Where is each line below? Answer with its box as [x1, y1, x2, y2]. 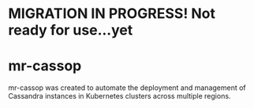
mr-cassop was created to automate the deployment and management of [8, 83, 246, 92]
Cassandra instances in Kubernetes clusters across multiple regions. [8, 92, 231, 101]
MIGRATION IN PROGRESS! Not [8, 5, 215, 23]
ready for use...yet [8, 21, 133, 39]
